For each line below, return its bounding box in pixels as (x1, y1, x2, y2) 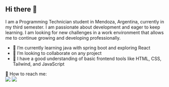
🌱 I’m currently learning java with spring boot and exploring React (12, 44, 151, 51)
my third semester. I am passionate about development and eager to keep (5, 24, 160, 30)
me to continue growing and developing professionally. (5, 35, 121, 41)
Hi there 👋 (5, 5, 37, 14)
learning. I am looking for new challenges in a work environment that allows (5, 29, 164, 36)
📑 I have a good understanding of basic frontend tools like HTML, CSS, (12, 55, 162, 62)
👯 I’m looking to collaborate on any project (12, 50, 102, 56)
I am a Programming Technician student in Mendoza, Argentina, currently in (5, 18, 164, 24)
